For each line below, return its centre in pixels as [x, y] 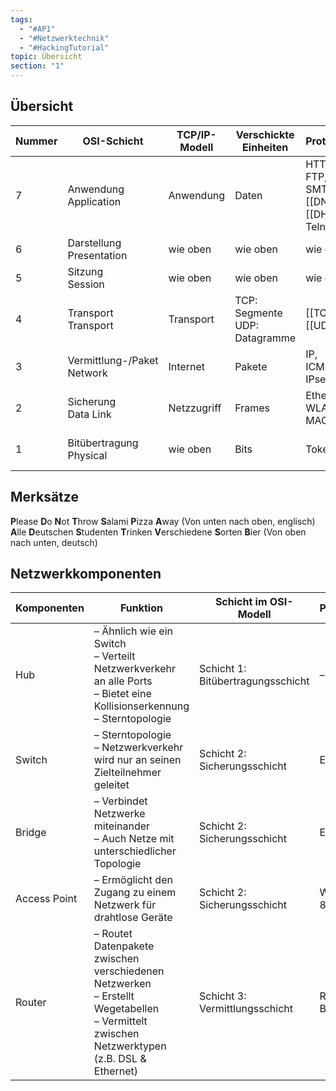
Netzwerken [122, 984]
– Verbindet [120, 801]
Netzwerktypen [130, 1046]
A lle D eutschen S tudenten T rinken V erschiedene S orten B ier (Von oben [158, 532]
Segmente [258, 313]
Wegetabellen [126, 1009]
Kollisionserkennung [141, 706]
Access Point [46, 899]
